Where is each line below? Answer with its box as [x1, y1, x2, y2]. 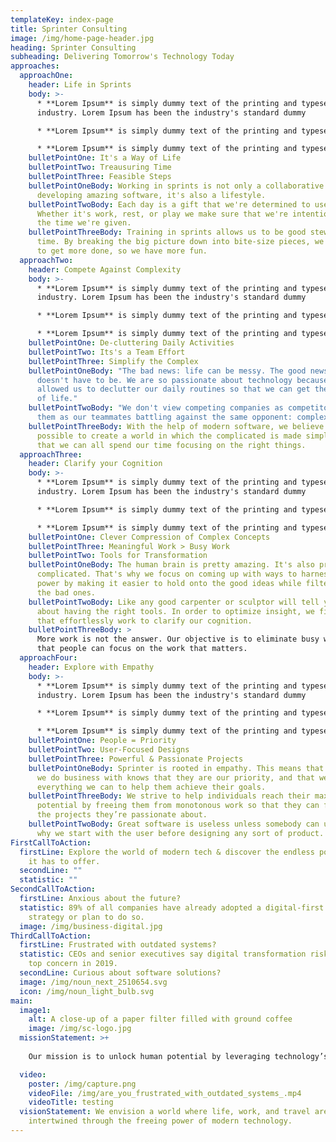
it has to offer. [28, 856, 101, 866]
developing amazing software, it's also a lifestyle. [36, 190, 267, 200]
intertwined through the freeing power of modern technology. [28, 1116, 293, 1126]
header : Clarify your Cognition [28, 459, 163, 469]
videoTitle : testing [28, 1097, 114, 1108]
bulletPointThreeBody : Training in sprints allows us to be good [28, 227, 307, 238]
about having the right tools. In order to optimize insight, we [36, 606, 315, 616]
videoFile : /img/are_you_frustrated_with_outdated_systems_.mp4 [28, 1088, 302, 1098]
